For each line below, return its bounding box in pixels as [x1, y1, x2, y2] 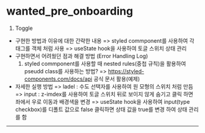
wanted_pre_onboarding [6, 4, 133, 18]
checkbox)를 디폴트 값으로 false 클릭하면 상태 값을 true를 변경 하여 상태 [15, 106, 188, 113]
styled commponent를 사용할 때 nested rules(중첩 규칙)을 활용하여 [24, 60, 186, 67]
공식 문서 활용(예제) [93, 75, 140, 82]
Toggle [15, 24, 33, 32]
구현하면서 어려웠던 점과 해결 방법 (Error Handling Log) [15, 52, 148, 59]
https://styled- [107, 67, 145, 74]
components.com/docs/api [24, 75, 93, 82]
